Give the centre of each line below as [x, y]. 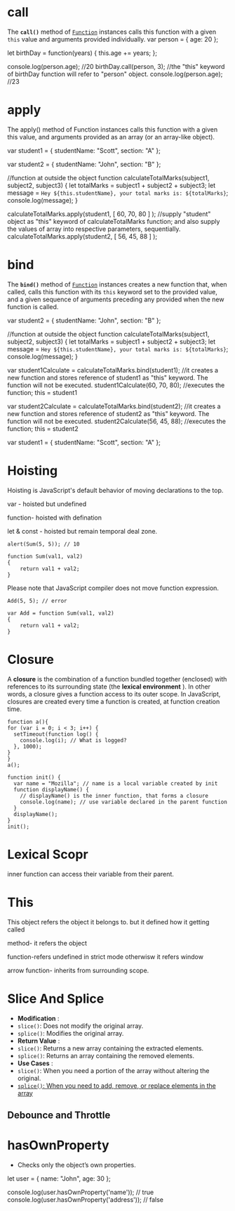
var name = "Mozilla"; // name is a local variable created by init [116, 783]
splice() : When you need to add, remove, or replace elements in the [116, 1086]
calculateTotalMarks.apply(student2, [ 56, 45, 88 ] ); [82, 236]
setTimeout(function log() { [56, 734]
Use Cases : [35, 1063]
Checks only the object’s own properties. [76, 1165]
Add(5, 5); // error [38, 601]
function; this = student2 [43, 428]
